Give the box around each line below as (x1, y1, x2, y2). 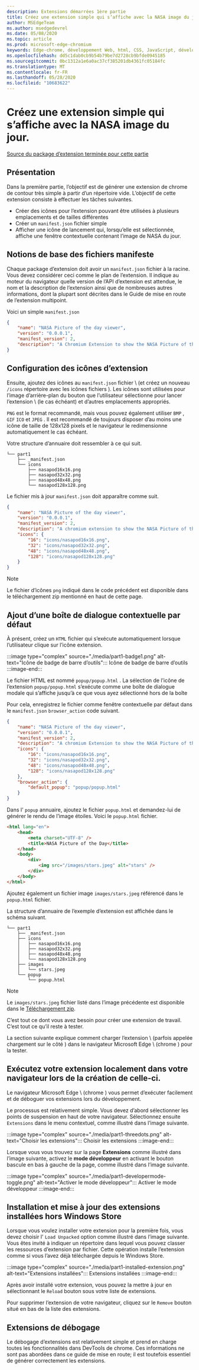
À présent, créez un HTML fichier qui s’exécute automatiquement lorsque (6, 635, 181, 642)
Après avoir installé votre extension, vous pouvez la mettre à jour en (6, 1281, 172, 1288)
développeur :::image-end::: (6, 1185, 74, 1192)
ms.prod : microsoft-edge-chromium (6, 42, 92, 48)
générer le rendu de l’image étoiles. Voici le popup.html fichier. (6, 813, 158, 820)
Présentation (6, 167, 56, 177)
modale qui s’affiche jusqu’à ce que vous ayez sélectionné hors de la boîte (6, 689, 188, 696)
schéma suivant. (6, 913, 47, 920)
